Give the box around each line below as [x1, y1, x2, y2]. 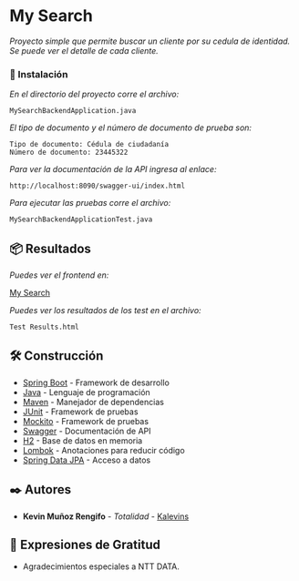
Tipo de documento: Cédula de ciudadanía [9, 140, 170, 149]
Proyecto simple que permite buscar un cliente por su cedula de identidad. [9, 36, 291, 46]
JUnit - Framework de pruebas [22, 406, 139, 417]
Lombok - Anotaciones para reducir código [22, 444, 185, 455]
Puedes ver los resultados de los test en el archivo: [9, 305, 202, 316]
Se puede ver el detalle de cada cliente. [9, 45, 160, 56]
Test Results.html [9, 322, 79, 332]
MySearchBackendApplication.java [9, 107, 137, 116]
